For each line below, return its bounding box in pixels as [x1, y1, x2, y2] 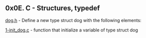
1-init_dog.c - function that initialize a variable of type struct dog [5, 27, 138, 33]
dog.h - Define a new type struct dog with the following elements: [5, 17, 142, 23]
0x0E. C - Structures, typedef [5, 4, 100, 12]
